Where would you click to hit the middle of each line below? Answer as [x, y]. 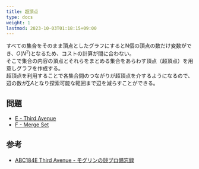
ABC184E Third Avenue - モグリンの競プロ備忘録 [75, 160]
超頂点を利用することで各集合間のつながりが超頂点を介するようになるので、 [100, 75]
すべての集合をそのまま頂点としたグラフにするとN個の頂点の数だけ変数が [97, 46]
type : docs [20, 17]
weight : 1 [18, 23]
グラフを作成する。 [40, 68]
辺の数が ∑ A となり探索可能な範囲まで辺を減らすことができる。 [82, 83]
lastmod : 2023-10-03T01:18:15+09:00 [51, 28]
